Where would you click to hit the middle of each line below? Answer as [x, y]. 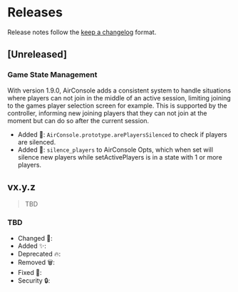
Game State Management [52, 75]
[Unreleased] [37, 54]
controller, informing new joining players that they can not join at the [107, 113]
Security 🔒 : [34, 280]
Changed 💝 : [35, 238]
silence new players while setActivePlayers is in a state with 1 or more [120, 157]
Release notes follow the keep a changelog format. [82, 32]
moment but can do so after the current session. [78, 120]
